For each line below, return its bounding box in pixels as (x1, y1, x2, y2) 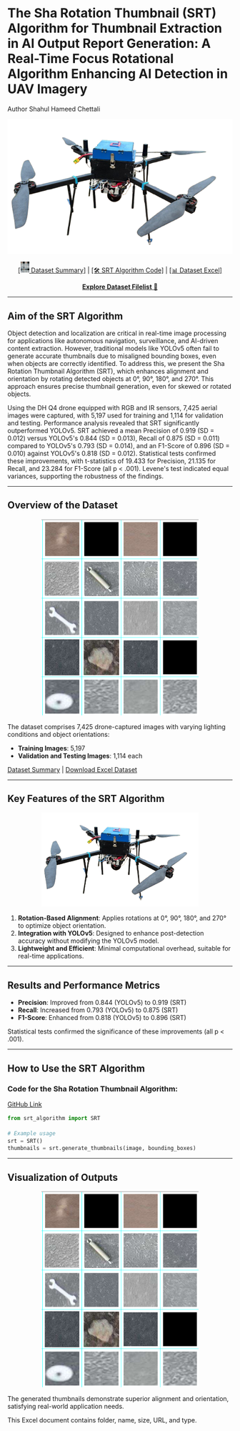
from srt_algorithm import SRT (7, 1114, 101, 1121)
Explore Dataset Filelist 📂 (81, 282, 159, 291)
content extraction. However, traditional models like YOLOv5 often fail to (7, 345, 220, 353)
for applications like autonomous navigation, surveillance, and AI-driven (7, 337, 219, 345)
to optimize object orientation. (17, 921, 106, 930)
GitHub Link (7, 1099, 42, 1109)
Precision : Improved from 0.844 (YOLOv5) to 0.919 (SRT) (17, 999, 187, 1007)
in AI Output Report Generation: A (7, 36, 211, 51)
